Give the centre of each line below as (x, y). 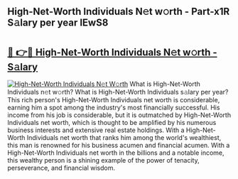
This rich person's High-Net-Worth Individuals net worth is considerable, (114, 100)
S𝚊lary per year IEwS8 (58, 23)
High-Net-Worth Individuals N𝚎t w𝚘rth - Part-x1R (119, 12)
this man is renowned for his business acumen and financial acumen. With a (119, 145)
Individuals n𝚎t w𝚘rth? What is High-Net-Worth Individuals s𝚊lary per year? (118, 92)
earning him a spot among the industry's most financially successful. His (114, 107)
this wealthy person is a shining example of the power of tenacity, (104, 160)
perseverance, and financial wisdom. (61, 168)
